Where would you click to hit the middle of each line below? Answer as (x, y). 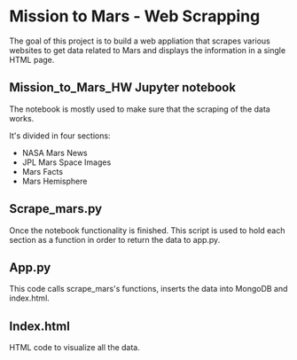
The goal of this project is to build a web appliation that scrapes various (140, 41)
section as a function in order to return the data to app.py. (115, 239)
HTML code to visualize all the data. (74, 348)
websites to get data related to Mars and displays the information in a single (148, 50)
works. (22, 118)
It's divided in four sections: (60, 136)
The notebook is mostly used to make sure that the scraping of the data (140, 109)
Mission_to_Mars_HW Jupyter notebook (123, 87)
